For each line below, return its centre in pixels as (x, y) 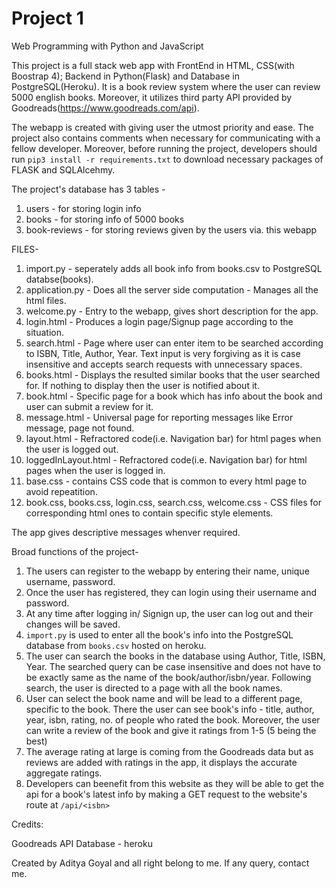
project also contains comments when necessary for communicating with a (166, 138)
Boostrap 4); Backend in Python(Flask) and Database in (125, 76)
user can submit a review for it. (89, 406)
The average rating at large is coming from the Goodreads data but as (169, 751)
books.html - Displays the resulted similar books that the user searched (173, 374)
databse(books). (59, 279)
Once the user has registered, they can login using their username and (171, 592)
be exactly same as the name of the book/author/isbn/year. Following (168, 677)
